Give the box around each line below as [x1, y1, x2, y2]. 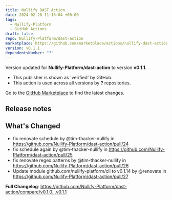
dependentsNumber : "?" [5, 50, 54, 55]
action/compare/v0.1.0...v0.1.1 [5, 189, 67, 195]
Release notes [5, 104, 52, 113]
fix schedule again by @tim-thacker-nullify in [12, 146, 108, 152]
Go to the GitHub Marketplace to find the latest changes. [5, 90, 124, 96]
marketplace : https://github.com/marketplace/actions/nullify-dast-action [5, 41, 168, 46]
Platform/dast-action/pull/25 [12, 151, 73, 158]
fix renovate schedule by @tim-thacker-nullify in [12, 135, 115, 141]
